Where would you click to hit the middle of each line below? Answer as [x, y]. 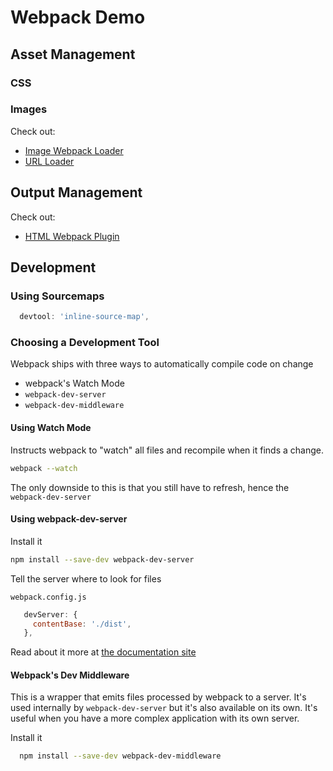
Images [29, 109]
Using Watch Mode [51, 428]
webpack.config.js [48, 597]
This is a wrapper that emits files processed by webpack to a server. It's [158, 697]
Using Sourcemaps [57, 296]
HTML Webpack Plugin [72, 236]
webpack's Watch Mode [74, 383]
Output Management [76, 192]
